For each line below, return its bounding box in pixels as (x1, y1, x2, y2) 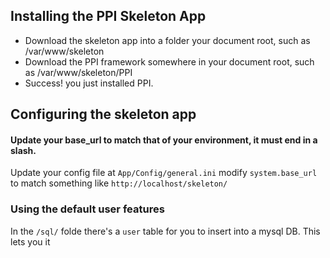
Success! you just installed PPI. (24, 77, 154, 89)
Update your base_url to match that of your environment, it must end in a (10, 134, 318, 146)
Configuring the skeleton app (10, 106, 197, 123)
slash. (10, 144, 37, 156)
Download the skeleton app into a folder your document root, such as (24, 34, 311, 46)
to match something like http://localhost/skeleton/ (10, 177, 228, 189)
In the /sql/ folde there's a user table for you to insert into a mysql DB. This (10, 225, 321, 237)
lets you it (10, 235, 51, 248)
